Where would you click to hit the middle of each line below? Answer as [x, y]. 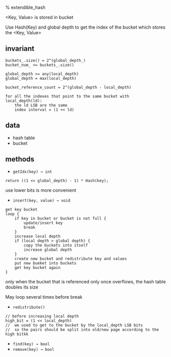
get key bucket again [37, 268]
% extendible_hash [26, 7]
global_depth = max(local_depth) [41, 78]
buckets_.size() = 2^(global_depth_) [46, 60]
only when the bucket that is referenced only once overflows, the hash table [86, 282]
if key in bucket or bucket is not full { [60, 219]
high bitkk [17, 334]
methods [20, 159]
